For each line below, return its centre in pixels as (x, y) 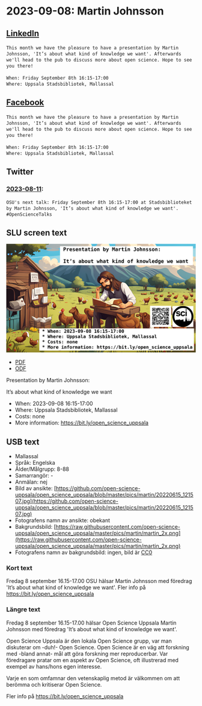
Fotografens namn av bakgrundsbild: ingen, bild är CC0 (84, 552)
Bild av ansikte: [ (35, 488)
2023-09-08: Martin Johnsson (85, 11)
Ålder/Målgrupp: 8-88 (42, 469)
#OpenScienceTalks (29, 214)
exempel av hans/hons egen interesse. (54, 666)
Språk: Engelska (35, 463)
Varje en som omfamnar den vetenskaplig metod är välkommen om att (93, 678)
